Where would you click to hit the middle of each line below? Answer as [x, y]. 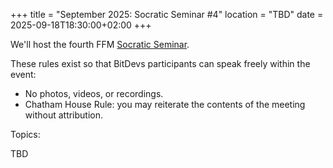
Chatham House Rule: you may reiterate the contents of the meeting [165, 104]
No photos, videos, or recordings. [94, 93]
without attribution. [64, 115]
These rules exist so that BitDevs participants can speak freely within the [160, 63]
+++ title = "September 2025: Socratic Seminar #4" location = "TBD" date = [167, 14]
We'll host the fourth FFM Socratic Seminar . [100, 44]
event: [23, 74]
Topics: [25, 134]
